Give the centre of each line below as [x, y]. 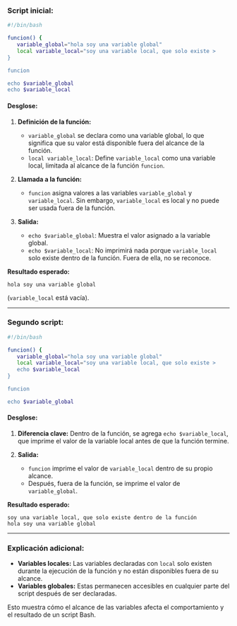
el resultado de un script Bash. [52, 615]
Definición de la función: [54, 122]
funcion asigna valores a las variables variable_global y [110, 192]
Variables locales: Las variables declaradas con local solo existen [115, 564]
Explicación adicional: [46, 548]
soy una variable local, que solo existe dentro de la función [102, 518]
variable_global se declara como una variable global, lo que [116, 135]
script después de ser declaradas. [67, 593]
